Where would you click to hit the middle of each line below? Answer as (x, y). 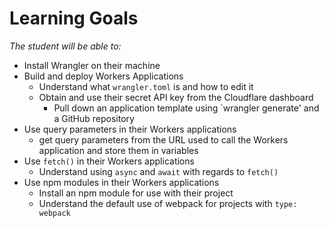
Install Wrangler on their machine (92, 65)
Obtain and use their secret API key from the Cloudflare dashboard (176, 97)
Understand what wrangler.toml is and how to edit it (146, 86)
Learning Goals (74, 18)
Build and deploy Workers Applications (103, 76)
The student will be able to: (65, 46)
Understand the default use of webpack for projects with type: (168, 203)
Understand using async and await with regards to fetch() (158, 171)
